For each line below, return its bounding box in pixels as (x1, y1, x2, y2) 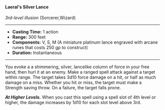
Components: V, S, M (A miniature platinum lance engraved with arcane (12, 39, 158, 45)
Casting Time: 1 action (12, 29, 58, 35)
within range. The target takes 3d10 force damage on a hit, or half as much (5, 74, 156, 81)
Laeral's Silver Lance (5, 4, 49, 10)
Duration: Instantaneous (12, 50, 62, 56)
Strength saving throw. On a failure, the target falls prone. (5, 85, 121, 91)
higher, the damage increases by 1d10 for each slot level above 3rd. (5, 100, 141, 106)
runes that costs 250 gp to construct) (12, 45, 88, 51)
